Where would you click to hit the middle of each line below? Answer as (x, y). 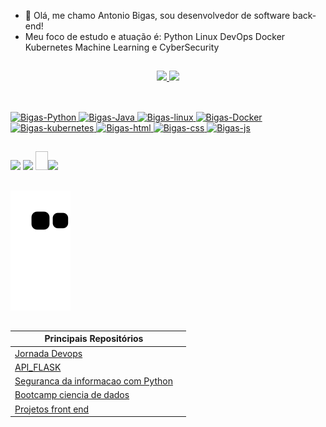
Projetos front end (52, 409)
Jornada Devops (48, 353)
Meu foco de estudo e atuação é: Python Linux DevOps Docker (155, 36)
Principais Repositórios (94, 339)
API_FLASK (38, 367)
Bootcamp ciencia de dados (72, 395)
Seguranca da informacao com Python (93, 381)
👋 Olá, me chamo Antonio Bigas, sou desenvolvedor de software (157, 15)
